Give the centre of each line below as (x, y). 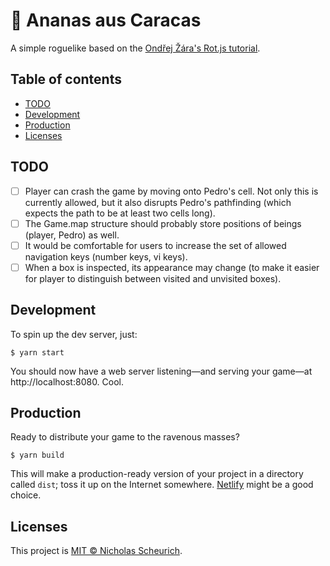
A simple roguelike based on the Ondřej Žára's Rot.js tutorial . (135, 48)
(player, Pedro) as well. (72, 235)
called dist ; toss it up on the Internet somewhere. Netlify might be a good (162, 485)
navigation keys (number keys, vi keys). (106, 256)
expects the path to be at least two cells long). (120, 213)
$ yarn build (37, 455)
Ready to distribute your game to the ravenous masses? (125, 437)
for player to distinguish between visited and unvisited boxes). (153, 278)
